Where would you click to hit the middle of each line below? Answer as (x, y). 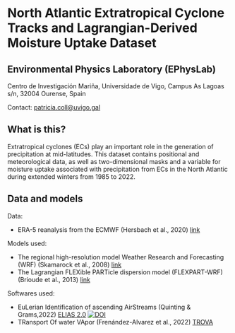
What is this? (37, 130)
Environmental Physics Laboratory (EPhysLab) (112, 69)
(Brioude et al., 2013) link (54, 279)
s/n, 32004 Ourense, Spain (47, 94)
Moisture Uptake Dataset (82, 43)
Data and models (45, 199)
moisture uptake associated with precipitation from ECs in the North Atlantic (117, 169)
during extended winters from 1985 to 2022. (72, 176)
